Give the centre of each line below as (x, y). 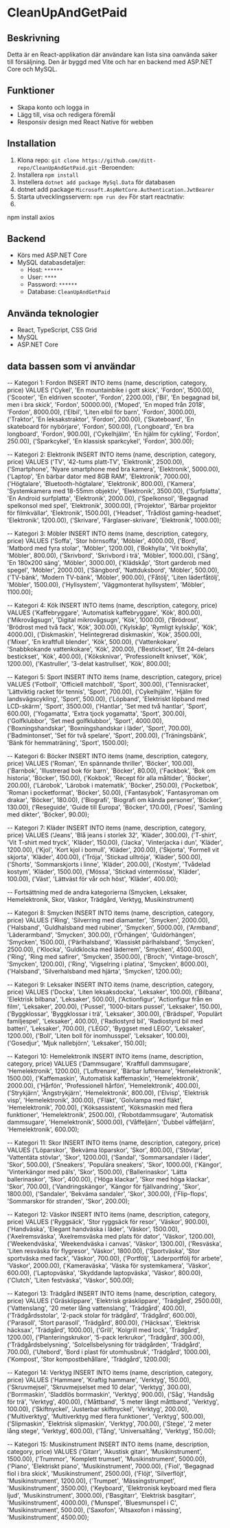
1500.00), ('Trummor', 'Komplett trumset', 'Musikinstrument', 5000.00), (107, 1459)
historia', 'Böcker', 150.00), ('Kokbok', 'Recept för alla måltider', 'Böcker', (109, 778)
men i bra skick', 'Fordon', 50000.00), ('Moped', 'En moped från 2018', (106, 405)
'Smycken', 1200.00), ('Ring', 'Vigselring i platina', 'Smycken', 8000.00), (108, 964)
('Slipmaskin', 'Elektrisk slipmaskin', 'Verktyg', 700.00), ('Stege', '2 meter (109, 1424)
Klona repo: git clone (48, 160)
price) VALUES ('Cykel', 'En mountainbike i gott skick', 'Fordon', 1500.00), (111, 390)
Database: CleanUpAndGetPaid (69, 292)
